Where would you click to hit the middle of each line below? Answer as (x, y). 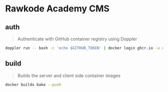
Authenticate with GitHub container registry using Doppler (77, 39)
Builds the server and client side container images (69, 76)
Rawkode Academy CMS (57, 9)
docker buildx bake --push (33, 85)
